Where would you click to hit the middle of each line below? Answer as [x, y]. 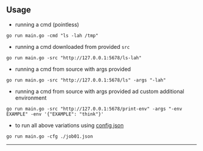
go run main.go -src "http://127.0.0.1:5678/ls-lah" [74, 58]
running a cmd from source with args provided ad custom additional [99, 91]
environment [31, 98]
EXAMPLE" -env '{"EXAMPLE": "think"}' [55, 114]
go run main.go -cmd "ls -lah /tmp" [52, 36]
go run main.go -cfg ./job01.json [50, 136]
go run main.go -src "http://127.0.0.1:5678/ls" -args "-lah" [86, 80]
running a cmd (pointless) [47, 24]
